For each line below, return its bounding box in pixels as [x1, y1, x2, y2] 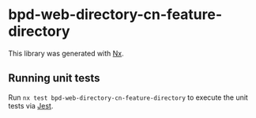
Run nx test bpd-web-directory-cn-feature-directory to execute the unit [8, 93, 249, 102]
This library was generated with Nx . [8, 48, 124, 58]
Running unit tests [8, 71, 100, 85]
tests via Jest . [8, 101, 54, 110]
